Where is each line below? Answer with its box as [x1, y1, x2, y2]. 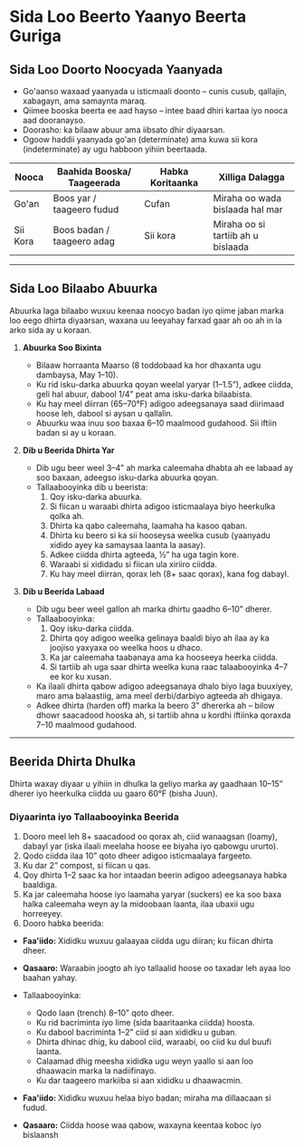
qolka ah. [49, 510, 84, 521]
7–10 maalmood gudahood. [35, 719, 138, 730]
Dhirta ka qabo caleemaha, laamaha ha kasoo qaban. [49, 520, 248, 531]
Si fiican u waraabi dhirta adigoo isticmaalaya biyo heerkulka [49, 501, 276, 512]
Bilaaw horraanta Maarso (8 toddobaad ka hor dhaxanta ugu [35, 359, 261, 370]
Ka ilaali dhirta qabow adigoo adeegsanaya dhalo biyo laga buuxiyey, [35, 681, 293, 691]
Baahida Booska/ [57, 165, 132, 178]
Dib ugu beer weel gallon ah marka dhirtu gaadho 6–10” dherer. [35, 603, 272, 614]
